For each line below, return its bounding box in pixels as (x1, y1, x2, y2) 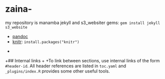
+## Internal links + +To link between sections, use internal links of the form (5, 57, 160, 63)
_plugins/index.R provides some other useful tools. (5, 68, 110, 74)
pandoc (12, 33, 28, 39)
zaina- (5, 3, 32, 15)
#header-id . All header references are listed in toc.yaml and (5, 63, 126, 69)
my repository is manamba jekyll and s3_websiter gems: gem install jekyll (5, 20, 161, 26)
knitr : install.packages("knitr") (12, 38, 80, 45)
